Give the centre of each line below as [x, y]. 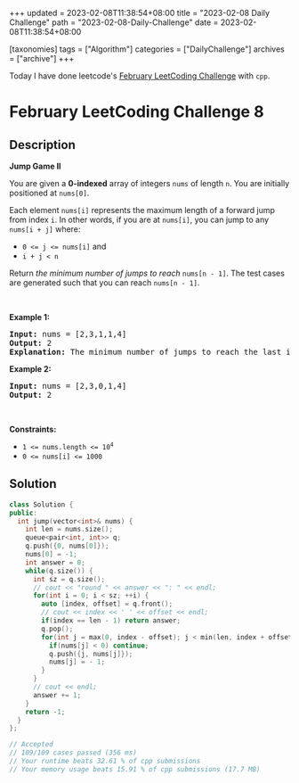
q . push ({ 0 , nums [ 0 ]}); [67, 546]
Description [42, 145]
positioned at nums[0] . [49, 193]
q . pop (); [57, 629]
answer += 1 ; [57, 695]
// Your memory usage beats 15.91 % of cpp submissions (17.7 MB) [135, 769]
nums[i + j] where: [45, 229]
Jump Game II [35, 166]
